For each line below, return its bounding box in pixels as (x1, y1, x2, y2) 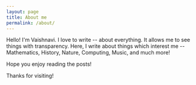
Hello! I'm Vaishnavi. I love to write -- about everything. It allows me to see (6, 37, 191, 44)
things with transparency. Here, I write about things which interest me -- (6, 42, 185, 50)
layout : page (6, 8, 39, 15)
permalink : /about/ (6, 20, 55, 26)
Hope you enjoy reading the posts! (6, 60, 92, 68)
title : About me (6, 14, 47, 20)
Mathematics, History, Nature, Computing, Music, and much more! (6, 49, 170, 56)
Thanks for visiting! (6, 72, 54, 80)
